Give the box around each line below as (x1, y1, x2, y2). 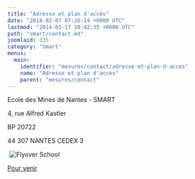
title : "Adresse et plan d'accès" (7, 10, 110, 18)
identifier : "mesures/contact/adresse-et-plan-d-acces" (20, 63, 189, 70)
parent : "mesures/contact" (20, 76, 100, 83)
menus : (7, 50, 27, 57)
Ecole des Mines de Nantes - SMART (7, 96, 116, 104)
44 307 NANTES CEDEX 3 (7, 137, 84, 145)
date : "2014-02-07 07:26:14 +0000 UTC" (7, 17, 126, 24)
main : (13, 57, 30, 64)
